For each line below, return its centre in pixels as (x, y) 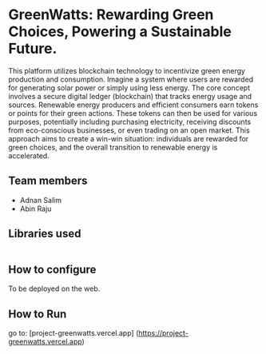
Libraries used (45, 234)
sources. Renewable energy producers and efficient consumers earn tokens (133, 105)
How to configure (52, 269)
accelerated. (29, 155)
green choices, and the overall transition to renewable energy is (113, 147)
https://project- (164, 333)
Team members (48, 181)
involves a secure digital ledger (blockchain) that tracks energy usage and (130, 96)
